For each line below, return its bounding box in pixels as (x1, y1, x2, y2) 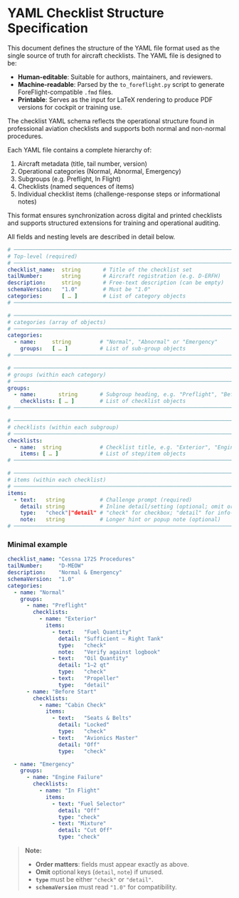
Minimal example (7, 539, 68, 549)
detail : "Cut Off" (58, 827, 113, 834)
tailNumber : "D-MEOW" (7, 563, 84, 570)
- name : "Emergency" (14, 761, 75, 768)
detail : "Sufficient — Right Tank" (58, 635, 164, 642)
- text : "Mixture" (52, 820, 107, 827)
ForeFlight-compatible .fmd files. (17, 88, 114, 96)
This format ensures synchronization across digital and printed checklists (7, 211, 223, 219)
